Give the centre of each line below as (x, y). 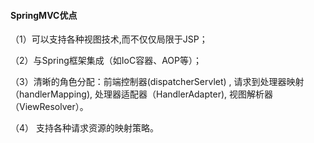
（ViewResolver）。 (49, 107)
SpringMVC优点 (44, 15)
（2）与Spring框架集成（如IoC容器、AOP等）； (106, 61)
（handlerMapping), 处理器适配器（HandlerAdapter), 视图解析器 (141, 94)
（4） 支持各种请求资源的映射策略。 (84, 128)
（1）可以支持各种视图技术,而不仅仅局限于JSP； (109, 39)
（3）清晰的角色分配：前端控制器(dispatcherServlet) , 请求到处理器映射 (157, 82)
